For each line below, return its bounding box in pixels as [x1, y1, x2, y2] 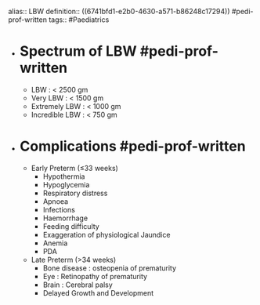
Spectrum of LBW [19, 42, 137, 60]
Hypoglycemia [42, 180, 90, 189]
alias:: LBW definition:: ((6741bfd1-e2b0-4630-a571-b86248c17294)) [8, 7, 230, 16]
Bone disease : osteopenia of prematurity [42, 263, 177, 273]
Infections [42, 205, 76, 214]
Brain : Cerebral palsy [42, 280, 114, 289]
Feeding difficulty [42, 221, 99, 231]
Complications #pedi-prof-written [19, 137, 246, 155]
